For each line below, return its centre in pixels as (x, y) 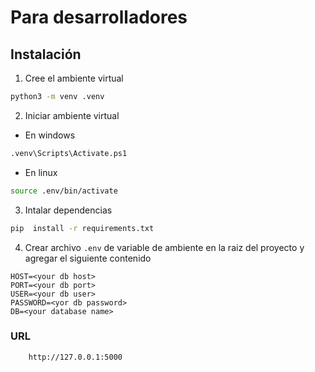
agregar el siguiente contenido (88, 258)
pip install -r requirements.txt (82, 228)
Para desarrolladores (99, 17)
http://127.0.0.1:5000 (75, 357)
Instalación (46, 54)
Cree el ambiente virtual (74, 78)
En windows (50, 135)
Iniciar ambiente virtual (72, 115)
